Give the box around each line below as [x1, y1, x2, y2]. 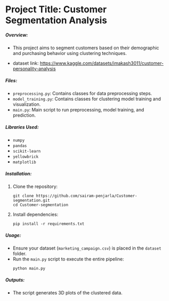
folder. [12, 251, 27, 257]
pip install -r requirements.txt [12, 221, 85, 227]
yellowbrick [12, 154, 39, 160]
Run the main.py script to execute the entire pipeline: [12, 256, 124, 262]
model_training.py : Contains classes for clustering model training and [12, 96, 161, 102]
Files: [5, 77, 17, 83]
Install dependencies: [12, 212, 59, 218]
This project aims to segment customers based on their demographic [12, 45, 159, 51]
